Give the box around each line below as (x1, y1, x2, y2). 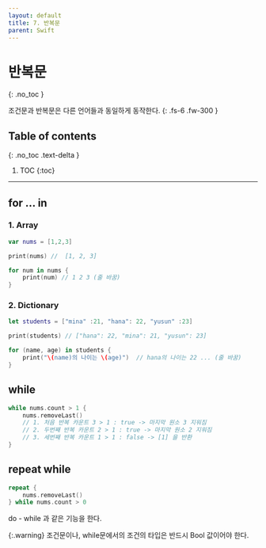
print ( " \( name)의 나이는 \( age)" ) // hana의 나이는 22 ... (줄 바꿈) (22, 354, 242, 362)
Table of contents (8, 129, 97, 143)
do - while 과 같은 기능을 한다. (8, 514, 102, 523)
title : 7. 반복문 (8, 19, 61, 27)
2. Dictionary (8, 300, 59, 311)
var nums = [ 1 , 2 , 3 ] (8, 238, 73, 245)
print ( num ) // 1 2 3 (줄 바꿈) (22, 274, 121, 282)
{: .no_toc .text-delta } (8, 150, 80, 160)
